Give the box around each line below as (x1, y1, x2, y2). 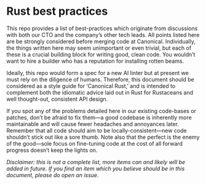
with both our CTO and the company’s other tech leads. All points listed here (6, 31, 200, 38)
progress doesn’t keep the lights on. (6, 146, 98, 154)
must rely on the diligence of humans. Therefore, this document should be (6, 76, 195, 83)
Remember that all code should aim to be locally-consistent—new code (6, 127, 187, 134)
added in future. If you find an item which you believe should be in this (6, 165, 185, 172)
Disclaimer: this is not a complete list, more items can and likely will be (6, 158, 186, 165)
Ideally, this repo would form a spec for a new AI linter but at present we (6, 69, 189, 76)
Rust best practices (6, 4, 108, 18)
